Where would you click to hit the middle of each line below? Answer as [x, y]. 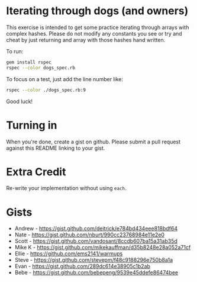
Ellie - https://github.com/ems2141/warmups [69, 254]
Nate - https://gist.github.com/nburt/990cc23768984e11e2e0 [89, 235]
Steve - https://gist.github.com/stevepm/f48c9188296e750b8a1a [94, 260]
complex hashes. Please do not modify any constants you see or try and [94, 33]
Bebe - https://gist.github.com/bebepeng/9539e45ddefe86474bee [96, 273]
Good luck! [20, 101]
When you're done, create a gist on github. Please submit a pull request [93, 142]
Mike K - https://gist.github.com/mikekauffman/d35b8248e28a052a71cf [103, 248]
